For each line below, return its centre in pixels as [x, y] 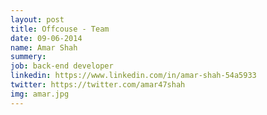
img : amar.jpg [40, 94]
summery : [28, 57]
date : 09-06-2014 [46, 38]
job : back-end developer [62, 66]
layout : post [37, 19]
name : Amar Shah [44, 47]
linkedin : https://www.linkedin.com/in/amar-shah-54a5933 [133, 76]
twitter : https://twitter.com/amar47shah [98, 85]
